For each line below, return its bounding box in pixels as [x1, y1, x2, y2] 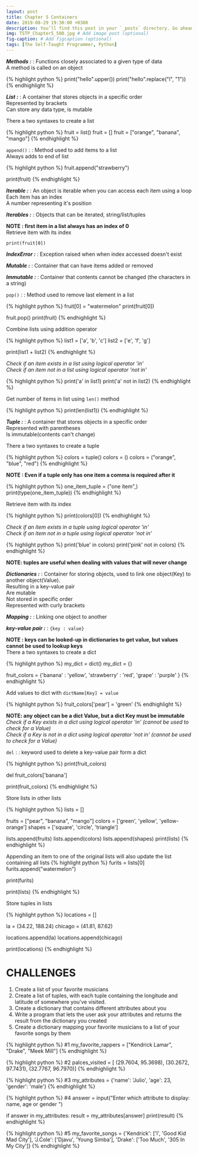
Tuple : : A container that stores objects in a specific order [6, 418, 147, 425]
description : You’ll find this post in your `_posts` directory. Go [6, 25, 178, 31]
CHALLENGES [6, 967, 76, 980]
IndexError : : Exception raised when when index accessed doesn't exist [6, 250, 182, 258]
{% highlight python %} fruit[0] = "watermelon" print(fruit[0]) [6, 302, 154, 310]
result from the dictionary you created [14, 1017, 107, 1024]
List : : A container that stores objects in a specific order [6, 93, 143, 100]
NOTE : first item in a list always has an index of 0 [6, 222, 130, 229]
